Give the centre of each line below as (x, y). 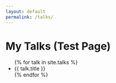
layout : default (25, 11)
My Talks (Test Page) (58, 46)
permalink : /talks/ (30, 17)
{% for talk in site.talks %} (46, 62)
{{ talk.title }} (30, 69)
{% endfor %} (31, 75)
